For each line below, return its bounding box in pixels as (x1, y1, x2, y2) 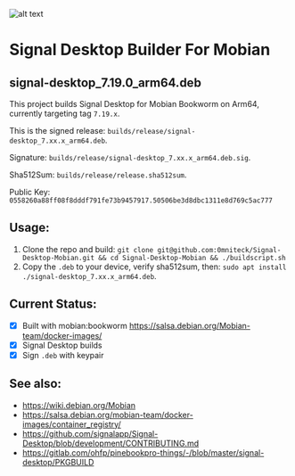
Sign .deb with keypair (21, 349, 104, 360)
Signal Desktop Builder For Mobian (9, 40, 271, 60)
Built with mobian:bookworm (21, 320, 127, 331)
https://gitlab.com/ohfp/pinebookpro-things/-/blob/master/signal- (21, 447, 265, 458)
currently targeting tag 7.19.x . (9, 108, 120, 119)
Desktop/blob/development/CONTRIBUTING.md (21, 438, 199, 448)
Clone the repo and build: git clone (21, 243, 154, 254)
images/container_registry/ (21, 419, 122, 430)
